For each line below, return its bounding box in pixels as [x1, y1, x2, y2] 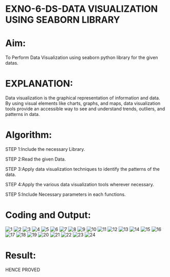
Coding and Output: [5, 209, 91, 221]
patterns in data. [5, 111, 40, 117]
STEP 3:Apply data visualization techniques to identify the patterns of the [5, 166, 160, 172]
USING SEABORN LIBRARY [5, 14, 120, 26]
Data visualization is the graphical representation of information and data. [5, 95, 160, 101]
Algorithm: [5, 129, 52, 141]
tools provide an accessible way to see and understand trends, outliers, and [5, 106, 165, 112]
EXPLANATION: [5, 78, 73, 90]
